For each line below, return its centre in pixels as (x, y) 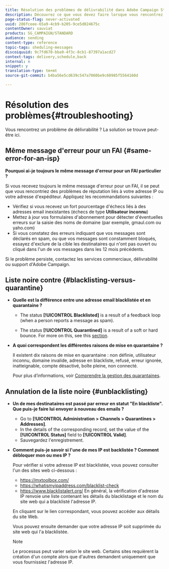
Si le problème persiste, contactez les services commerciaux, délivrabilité (81, 259)
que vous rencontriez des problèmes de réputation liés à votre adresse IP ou (84, 191)
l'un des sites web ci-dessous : (45, 470)
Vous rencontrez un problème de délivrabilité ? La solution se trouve (76, 130)
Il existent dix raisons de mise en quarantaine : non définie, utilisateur (84, 355)
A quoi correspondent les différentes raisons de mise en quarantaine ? (88, 345)
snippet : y (17, 66)
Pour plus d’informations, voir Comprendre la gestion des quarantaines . (87, 375)
